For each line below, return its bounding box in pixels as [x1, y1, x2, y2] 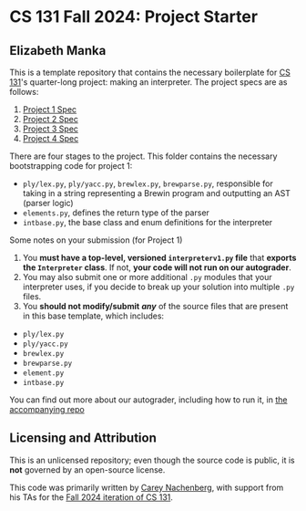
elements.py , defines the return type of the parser [22, 207, 209, 218]
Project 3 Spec [22, 123, 79, 134]
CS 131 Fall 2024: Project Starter [9, 6, 258, 27]
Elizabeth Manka [9, 43, 107, 58]
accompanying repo [9, 404, 85, 414]
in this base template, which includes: [22, 310, 165, 321]
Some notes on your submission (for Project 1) [9, 235, 183, 245]
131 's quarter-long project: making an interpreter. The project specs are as [9, 77, 288, 88]
